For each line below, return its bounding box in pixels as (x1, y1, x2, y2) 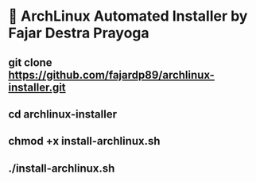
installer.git (8, 80, 66, 94)
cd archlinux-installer (8, 107, 118, 121)
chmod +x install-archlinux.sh (8, 134, 161, 148)
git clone (8, 56, 53, 69)
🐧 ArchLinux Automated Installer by (8, 7, 248, 25)
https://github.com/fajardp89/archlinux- (8, 68, 215, 82)
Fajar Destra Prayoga (8, 24, 149, 42)
